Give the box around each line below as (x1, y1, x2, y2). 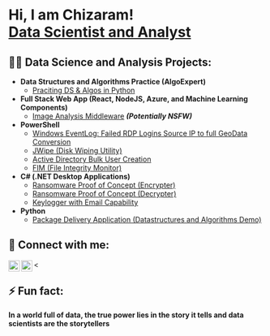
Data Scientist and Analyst (8, 23, 191, 41)
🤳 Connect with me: (8, 238, 109, 252)
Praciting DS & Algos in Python (32, 85, 135, 95)
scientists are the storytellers (8, 318, 110, 328)
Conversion (32, 137, 71, 147)
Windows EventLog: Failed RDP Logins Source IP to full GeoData (32, 128, 248, 138)
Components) (19, 103, 68, 112)
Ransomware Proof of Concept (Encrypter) (32, 180, 176, 190)
